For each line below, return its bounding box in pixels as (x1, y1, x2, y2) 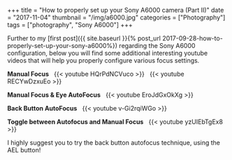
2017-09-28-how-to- (161, 34, 224, 42)
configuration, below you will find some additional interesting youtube (7, 49, 208, 57)
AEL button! (7, 146, 41, 154)
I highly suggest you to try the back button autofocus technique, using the (7, 138, 221, 147)
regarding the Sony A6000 (118, 42, 196, 49)
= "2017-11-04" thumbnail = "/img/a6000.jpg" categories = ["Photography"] (7, 13, 226, 22)
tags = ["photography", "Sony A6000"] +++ (7, 21, 133, 29)
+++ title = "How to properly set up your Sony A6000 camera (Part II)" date (7, 6, 224, 14)
